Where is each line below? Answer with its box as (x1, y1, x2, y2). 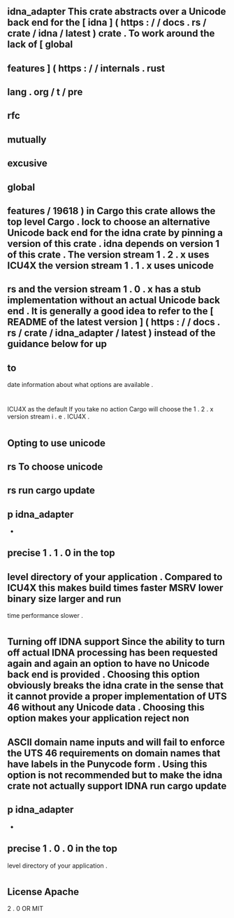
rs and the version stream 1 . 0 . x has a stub (7, 283, 201, 295)
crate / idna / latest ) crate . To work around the (7, 27, 215, 40)
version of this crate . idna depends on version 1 (7, 237, 220, 250)
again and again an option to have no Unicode (7, 658, 210, 670)
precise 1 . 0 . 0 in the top (7, 842, 117, 855)
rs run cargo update (7, 485, 96, 497)
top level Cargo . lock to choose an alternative (7, 216, 211, 227)
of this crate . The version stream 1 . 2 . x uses (7, 248, 210, 260)
